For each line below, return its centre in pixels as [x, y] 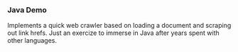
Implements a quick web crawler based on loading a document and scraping [119, 26]
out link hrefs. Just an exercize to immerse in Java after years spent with [114, 33]
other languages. [32, 41]
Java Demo [27, 10]
